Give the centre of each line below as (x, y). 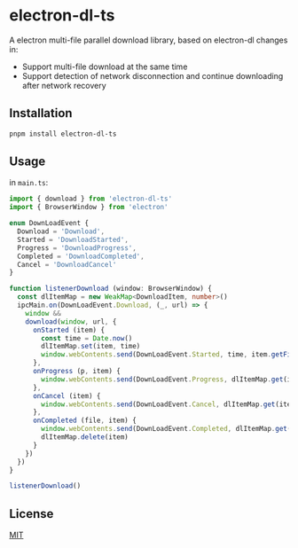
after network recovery (64, 85)
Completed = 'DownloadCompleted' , (81, 256)
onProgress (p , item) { (77, 372)
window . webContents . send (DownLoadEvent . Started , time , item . (157, 355)
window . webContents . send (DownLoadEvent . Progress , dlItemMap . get (162, 379)
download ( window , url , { (71, 321)
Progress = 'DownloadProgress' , (77, 248)
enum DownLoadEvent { (49, 223)
